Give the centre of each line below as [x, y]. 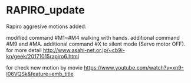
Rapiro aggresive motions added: [46, 26]
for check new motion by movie [45, 67]
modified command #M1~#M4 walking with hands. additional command [93, 37]
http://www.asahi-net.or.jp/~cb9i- [84, 50]
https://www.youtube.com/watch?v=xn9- [134, 67]
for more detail [24, 50]
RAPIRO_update [46, 10]
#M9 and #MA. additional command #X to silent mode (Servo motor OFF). [96, 44]
